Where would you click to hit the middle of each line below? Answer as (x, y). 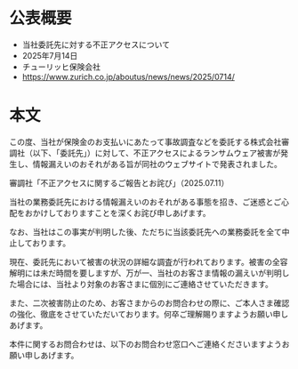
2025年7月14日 (50, 55)
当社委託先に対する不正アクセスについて (96, 44)
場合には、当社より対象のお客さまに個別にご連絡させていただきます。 (145, 284)
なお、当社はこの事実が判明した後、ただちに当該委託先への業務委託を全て (145, 231)
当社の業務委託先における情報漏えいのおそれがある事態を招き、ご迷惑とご (145, 202)
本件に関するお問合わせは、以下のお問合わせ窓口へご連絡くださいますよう (145, 344)
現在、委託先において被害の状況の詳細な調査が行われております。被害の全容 (149, 261)
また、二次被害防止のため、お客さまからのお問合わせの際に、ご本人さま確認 (149, 302)
